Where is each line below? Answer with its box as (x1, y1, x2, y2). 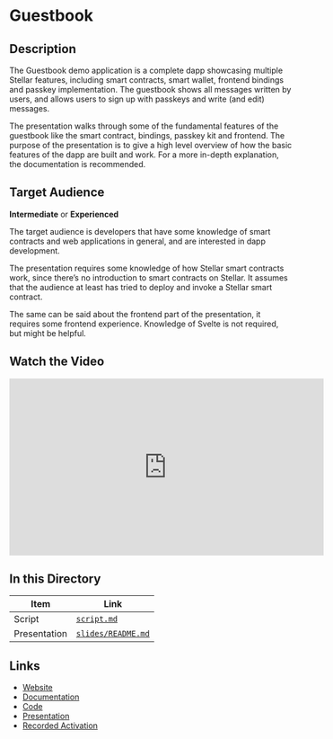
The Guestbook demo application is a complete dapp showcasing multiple (9, 65, 284, 76)
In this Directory (9, 572, 101, 587)
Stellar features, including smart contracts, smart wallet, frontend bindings (9, 75, 285, 85)
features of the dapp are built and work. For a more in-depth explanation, (9, 149, 280, 160)
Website (22, 682, 54, 693)
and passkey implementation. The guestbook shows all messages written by (9, 85, 292, 94)
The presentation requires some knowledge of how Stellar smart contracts (9, 263, 285, 273)
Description (9, 41, 76, 57)
